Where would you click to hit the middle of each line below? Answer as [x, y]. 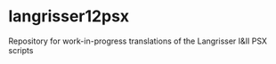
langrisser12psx [69, 16]
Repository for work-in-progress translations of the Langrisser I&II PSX [138, 41]
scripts [21, 50]
